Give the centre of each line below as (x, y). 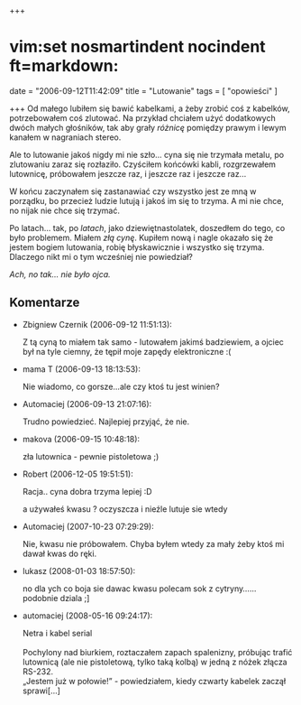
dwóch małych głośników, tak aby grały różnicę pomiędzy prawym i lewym (148, 127)
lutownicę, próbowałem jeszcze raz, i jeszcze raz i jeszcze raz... (128, 173)
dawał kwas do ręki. (59, 553)
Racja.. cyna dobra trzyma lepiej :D (87, 491)
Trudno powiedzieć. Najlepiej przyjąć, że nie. (106, 422)
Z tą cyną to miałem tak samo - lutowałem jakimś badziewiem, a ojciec (153, 342)
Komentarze (45, 303)
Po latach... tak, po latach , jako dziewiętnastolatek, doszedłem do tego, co (147, 227)
